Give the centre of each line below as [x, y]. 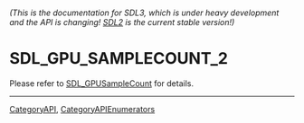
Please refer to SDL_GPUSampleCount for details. [102, 83]
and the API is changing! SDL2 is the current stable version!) [122, 22]
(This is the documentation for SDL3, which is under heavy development [144, 13]
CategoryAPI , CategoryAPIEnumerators [82, 109]
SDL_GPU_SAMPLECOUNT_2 [119, 58]
